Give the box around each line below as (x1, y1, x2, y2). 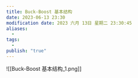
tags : (6, 37, 20, 43)
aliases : (6, 25, 28, 32)
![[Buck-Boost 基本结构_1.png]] (6, 65, 82, 72)
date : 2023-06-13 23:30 (6, 14, 66, 20)
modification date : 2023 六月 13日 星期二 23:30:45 (6, 20, 133, 26)
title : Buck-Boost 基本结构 (6, 8, 73, 15)
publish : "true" (6, 48, 47, 54)
